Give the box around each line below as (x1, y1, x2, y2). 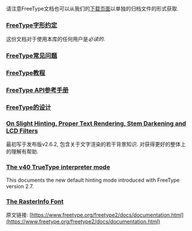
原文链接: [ (6, 211, 32, 218)
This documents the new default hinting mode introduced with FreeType (6, 176, 180, 184)
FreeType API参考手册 (6, 86, 69, 94)
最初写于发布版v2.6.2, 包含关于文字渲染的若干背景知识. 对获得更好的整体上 (6, 141, 186, 148)
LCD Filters (6, 127, 38, 135)
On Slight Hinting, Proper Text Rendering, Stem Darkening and (6, 119, 186, 127)
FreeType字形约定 (6, 21, 57, 29)
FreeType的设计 (6, 103, 52, 111)
